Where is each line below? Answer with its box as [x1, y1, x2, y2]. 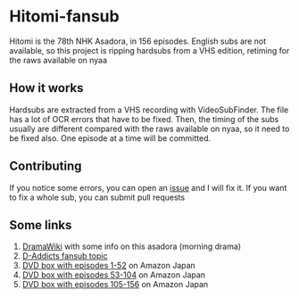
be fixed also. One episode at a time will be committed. [9, 132, 212, 144]
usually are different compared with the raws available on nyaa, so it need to [9, 123, 290, 134]
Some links [9, 217, 72, 233]
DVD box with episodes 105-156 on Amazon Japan [21, 279, 209, 290]
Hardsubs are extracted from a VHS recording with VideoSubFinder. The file [9, 104, 289, 115]
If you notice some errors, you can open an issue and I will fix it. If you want [9, 182, 287, 193]
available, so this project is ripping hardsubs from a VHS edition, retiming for [9, 45, 290, 55]
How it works [9, 80, 84, 95]
